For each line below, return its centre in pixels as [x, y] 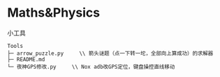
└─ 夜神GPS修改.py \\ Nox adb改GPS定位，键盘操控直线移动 [91, 67]
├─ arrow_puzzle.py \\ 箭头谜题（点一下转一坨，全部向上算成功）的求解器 [110, 53]
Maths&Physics [53, 13]
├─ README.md [26, 59]
